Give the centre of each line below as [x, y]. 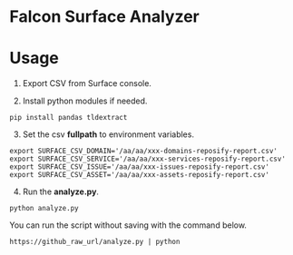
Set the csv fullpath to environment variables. [108, 134]
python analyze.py [44, 209]
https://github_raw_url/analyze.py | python [95, 242]
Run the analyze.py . [61, 191]
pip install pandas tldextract [68, 118]
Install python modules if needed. [85, 101]
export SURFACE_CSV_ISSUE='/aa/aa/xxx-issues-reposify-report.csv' [140, 167]
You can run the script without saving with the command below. [128, 225]
